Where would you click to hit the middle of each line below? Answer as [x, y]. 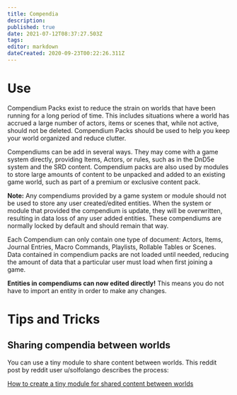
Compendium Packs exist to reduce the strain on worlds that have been [111, 108]
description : [27, 21]
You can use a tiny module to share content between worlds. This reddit [112, 362]
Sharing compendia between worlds [89, 345]
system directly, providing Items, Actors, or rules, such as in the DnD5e [111, 159]
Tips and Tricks [54, 319]
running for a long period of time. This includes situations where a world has [118, 115]
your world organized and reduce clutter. [67, 138]
